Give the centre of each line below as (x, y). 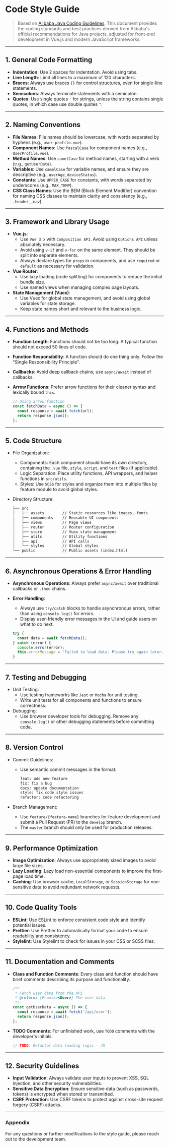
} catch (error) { (32, 643)
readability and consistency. (42, 936)
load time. (35, 876)
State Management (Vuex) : (41, 293)
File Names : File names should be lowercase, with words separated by (86, 137)
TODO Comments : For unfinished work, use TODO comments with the (83, 1031)
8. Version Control (34, 747)
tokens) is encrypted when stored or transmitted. (63, 1094)
